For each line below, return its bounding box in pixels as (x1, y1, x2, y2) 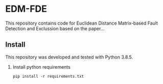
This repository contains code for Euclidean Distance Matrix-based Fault (5, 20, 158, 26)
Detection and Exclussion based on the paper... (5, 25, 105, 31)
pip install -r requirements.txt (12, 74, 84, 79)
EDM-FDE (5, 3, 48, 15)
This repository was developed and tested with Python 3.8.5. (5, 54, 133, 60)
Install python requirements (12, 64, 71, 70)
